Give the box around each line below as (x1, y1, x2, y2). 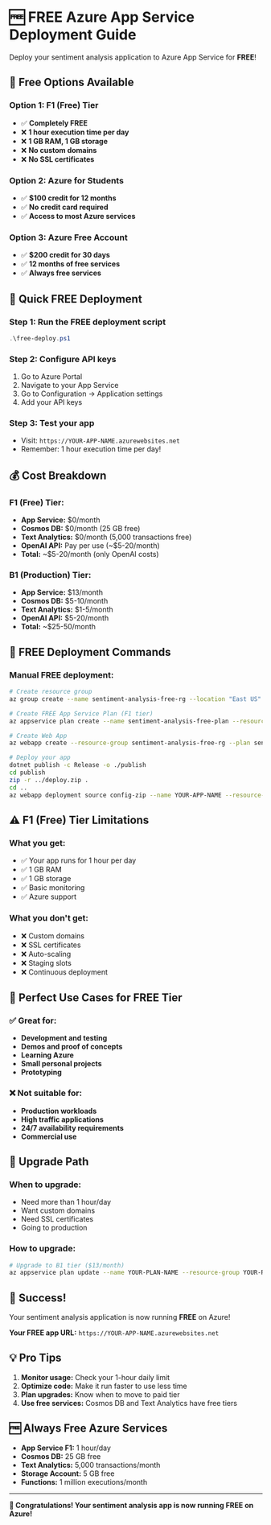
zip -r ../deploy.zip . (9, 776, 89, 784)
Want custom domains (20, 1206, 96, 1215)
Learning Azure (20, 1050, 75, 1060)
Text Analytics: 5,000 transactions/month (20, 1460, 161, 1469)
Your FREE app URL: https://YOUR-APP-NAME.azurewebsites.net (9, 1328, 220, 1337)
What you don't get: (9, 913, 89, 924)
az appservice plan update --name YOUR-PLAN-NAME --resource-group (9, 1268, 240, 1277)
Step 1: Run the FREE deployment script (9, 316, 166, 328)
